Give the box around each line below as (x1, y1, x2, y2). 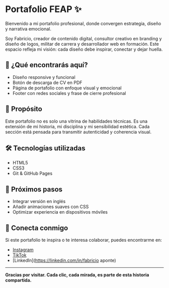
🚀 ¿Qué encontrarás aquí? (5, 61, 88, 69)
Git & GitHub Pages (12, 170, 53, 176)
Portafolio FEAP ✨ (5, 4, 82, 15)
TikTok (12, 252, 27, 258)
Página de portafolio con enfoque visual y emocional (12, 84, 122, 91)
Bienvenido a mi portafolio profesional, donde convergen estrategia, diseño (5, 20, 161, 26)
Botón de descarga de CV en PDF (12, 79, 82, 85)
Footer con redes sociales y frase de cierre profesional (12, 90, 126, 96)
